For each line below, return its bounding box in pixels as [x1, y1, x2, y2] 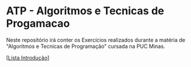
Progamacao [6, 17, 70, 30]
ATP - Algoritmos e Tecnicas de [6, 4, 164, 18]
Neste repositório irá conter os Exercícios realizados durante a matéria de [6, 36, 186, 43]
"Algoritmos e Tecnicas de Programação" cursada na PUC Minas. [6, 43, 166, 50]
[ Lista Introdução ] [6, 54, 50, 61]
